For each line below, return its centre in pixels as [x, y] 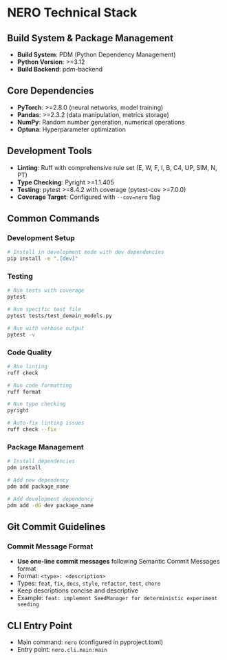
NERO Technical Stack [72, 13]
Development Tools [50, 151]
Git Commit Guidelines [56, 527]
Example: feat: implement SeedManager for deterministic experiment [117, 598]
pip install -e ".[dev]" [43, 259]
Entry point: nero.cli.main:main [62, 649]
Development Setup [41, 237]
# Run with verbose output [46, 328]
